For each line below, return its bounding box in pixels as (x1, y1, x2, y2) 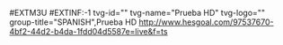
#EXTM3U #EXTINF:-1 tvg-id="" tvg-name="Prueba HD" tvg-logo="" (9, 8, 266, 18)
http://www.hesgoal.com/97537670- (138, 17, 274, 27)
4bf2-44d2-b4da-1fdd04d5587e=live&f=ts (9, 26, 168, 36)
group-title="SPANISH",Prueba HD (9, 17, 137, 27)
